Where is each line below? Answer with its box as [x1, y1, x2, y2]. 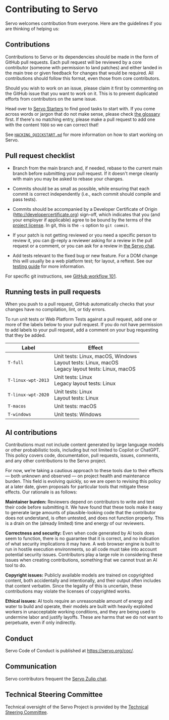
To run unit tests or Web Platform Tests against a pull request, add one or [5, 316, 157, 322]
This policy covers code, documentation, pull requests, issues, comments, [5, 453, 160, 459]
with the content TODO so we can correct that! [5, 121, 99, 127]
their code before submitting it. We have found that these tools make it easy [5, 504, 163, 510]
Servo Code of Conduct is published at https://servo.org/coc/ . [5, 648, 134, 653]
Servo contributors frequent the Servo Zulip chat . [5, 676, 107, 682]
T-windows [8, 412, 31, 418]
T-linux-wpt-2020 [8, 392, 49, 398]
